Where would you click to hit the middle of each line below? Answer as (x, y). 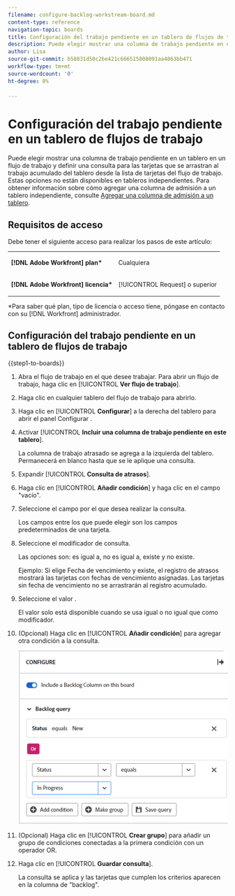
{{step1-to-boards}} (36, 363)
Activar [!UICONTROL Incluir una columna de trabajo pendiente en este (122, 432)
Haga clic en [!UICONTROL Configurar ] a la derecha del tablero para (117, 411)
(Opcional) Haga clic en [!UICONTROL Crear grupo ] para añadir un (114, 835)
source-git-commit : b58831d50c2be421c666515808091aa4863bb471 (100, 59)
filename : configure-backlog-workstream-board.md (82, 15)
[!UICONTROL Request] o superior (168, 285)
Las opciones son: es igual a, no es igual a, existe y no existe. (106, 557)
